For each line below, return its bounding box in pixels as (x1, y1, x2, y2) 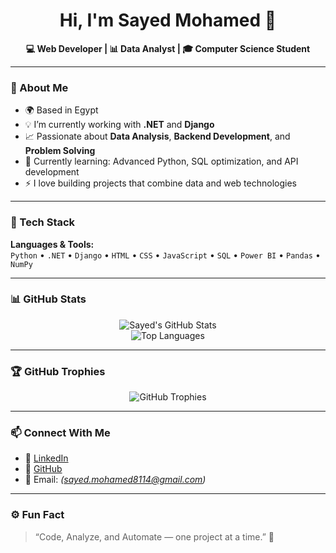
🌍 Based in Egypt (24, 104, 99, 116)
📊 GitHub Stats (10, 292, 87, 306)
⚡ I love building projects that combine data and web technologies (24, 177, 297, 189)
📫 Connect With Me (10, 426, 111, 440)
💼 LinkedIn (24, 452, 69, 464)
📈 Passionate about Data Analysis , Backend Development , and (24, 130, 291, 143)
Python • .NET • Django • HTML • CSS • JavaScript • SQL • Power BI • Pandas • (10, 249, 321, 261)
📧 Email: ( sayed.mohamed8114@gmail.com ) (24, 474, 207, 486)
